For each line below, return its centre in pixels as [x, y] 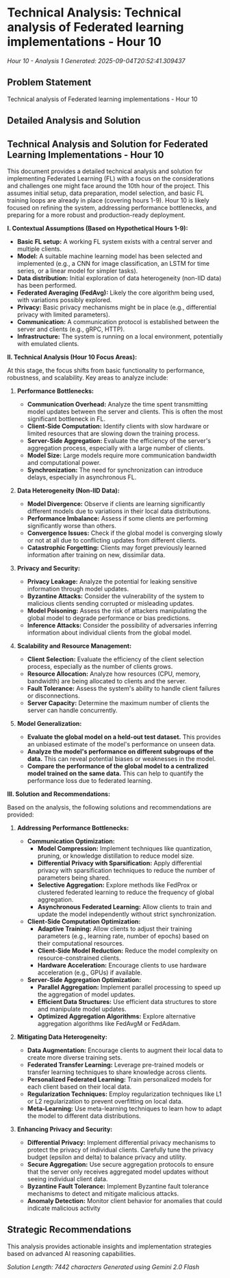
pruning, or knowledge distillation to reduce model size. [116, 856]
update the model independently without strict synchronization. [127, 914]
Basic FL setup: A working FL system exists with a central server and [115, 241]
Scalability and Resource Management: [74, 646]
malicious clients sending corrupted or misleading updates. [111, 603]
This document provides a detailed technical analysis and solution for [105, 171]
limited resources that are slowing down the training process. [113, 433]
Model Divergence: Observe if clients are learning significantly [116, 503]
